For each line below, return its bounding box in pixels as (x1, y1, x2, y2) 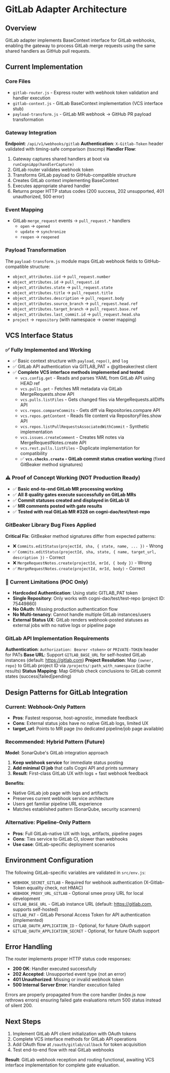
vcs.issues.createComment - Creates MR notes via (20, 434, 124, 440)
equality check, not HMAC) (26, 884, 84, 891)
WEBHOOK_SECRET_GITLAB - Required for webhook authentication (12, 879, 143, 885)
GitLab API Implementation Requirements (5, 635, 110, 642)
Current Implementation (5, 62, 83, 72)
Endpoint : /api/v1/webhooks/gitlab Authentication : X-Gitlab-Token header (5, 141, 164, 147)
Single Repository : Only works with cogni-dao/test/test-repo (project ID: (12, 595, 165, 602)
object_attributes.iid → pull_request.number (12, 273, 111, 280)
